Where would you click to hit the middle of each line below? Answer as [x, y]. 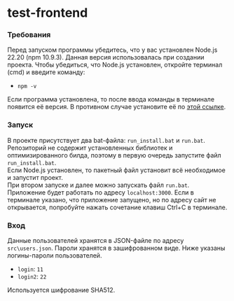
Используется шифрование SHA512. [61, 290]
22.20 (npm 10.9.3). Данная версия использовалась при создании [106, 57]
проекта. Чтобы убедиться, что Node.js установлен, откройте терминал [115, 65]
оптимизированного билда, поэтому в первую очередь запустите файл [115, 155]
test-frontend [48, 13]
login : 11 [30, 269]
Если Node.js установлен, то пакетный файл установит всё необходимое [116, 170]
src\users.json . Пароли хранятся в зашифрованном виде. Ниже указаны [116, 248]
